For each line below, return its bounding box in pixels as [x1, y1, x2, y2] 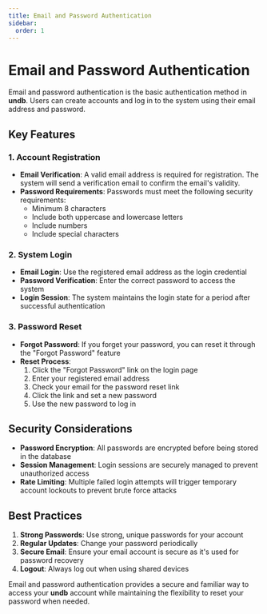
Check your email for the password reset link [31, 381, 180, 392]
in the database [19, 452, 72, 461]
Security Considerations [8, 421, 133, 436]
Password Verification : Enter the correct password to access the [19, 276, 236, 285]
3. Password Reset [8, 321, 82, 333]
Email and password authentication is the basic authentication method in [8, 87, 248, 97]
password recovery [19, 556, 84, 565]
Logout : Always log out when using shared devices [19, 564, 189, 574]
